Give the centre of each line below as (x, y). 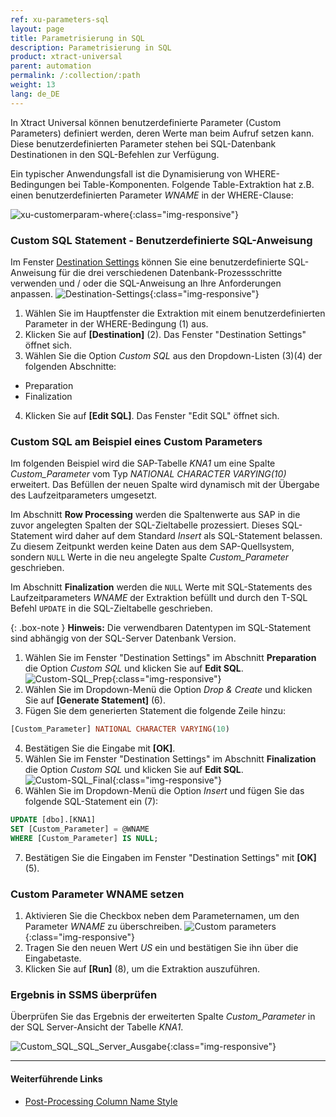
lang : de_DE (35, 94)
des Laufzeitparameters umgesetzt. (84, 495)
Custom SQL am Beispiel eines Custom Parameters (136, 441)
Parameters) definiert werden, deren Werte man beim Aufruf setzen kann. (162, 133)
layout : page (37, 29)
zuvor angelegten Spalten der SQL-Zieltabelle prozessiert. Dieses (145, 525)
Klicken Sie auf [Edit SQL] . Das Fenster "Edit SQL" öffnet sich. (152, 415)
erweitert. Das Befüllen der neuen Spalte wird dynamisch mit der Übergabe (165, 485)
